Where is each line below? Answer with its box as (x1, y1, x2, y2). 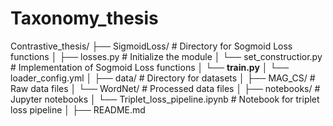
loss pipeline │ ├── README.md (10, 103, 146, 116)
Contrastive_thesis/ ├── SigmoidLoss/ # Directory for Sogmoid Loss (10, 40, 293, 52)
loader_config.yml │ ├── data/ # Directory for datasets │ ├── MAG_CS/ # (10, 72, 316, 84)
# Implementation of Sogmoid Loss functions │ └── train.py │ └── (10, 61, 290, 73)
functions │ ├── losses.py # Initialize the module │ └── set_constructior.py (10, 50, 323, 62)
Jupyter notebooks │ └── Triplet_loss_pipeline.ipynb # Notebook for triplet (10, 93, 320, 105)
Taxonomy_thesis (10, 7, 159, 30)
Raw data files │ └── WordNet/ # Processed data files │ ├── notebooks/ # (10, 82, 321, 94)
